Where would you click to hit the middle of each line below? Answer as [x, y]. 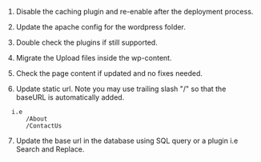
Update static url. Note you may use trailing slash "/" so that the [121, 89]
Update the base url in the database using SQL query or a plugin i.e [127, 140]
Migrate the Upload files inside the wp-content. [94, 58]
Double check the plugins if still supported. [86, 42]
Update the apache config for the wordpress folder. [101, 27]
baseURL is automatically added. [70, 97]
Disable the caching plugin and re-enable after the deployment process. [135, 12]
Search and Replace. [50, 149]
